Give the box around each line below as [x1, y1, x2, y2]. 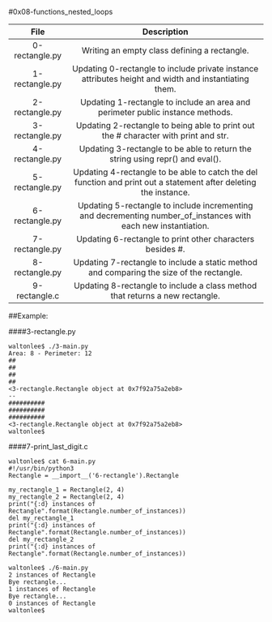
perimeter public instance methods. [98, 107, 233, 118]
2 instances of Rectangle [8, 571, 96, 579]
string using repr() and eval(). [108, 153, 222, 165]
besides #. [145, 243, 185, 255]
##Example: [8, 311, 49, 320]
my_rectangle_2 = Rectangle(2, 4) [8, 493, 125, 501]
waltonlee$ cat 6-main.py [8, 457, 96, 465]
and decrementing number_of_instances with [79, 210, 252, 221]
